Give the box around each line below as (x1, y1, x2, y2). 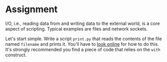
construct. (5, 52, 27, 58)
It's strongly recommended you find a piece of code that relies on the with (5, 46, 161, 52)
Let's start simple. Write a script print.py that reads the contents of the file (5, 36, 162, 42)
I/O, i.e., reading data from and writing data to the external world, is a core (5, 20, 160, 26)
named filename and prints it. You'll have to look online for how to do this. (5, 41, 159, 47)
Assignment (5, 4, 58, 15)
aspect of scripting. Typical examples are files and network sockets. (5, 25, 148, 32)
